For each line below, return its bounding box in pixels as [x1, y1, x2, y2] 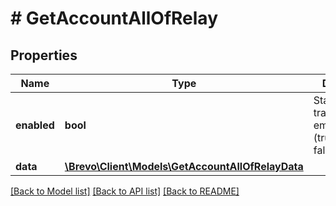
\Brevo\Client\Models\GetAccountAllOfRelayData [64, 160, 304, 173]
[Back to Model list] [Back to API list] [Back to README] [10, 185, 240, 197]
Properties [10, 47, 78, 64]
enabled [15, 118, 55, 132]
